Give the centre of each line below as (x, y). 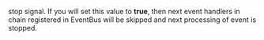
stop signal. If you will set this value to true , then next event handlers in (124, 11)
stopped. (23, 28)
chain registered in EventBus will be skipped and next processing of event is (132, 20)
